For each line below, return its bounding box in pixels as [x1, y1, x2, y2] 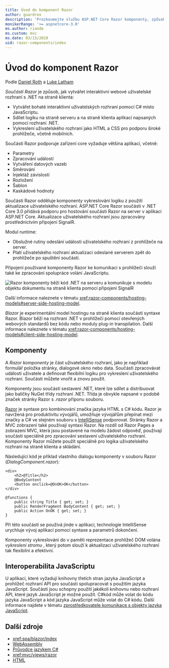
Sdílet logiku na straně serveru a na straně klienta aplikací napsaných [12, 114, 156, 120]
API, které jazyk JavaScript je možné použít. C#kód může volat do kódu [5, 592, 153, 598]
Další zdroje [5, 622, 43, 631]
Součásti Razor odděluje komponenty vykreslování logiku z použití [5, 198, 143, 204]
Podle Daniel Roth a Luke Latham [5, 79, 74, 85]
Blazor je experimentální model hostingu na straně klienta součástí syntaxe [5, 310, 160, 316]
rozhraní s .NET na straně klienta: [5, 94, 74, 100]
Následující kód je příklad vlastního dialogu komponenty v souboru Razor [5, 453, 156, 459]
